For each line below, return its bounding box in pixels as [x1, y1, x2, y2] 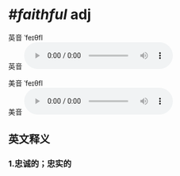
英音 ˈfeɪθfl [8, 33, 44, 42]
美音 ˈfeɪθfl [8, 78, 44, 88]
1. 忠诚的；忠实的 [8, 159, 72, 170]
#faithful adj [8, 6, 91, 24]
